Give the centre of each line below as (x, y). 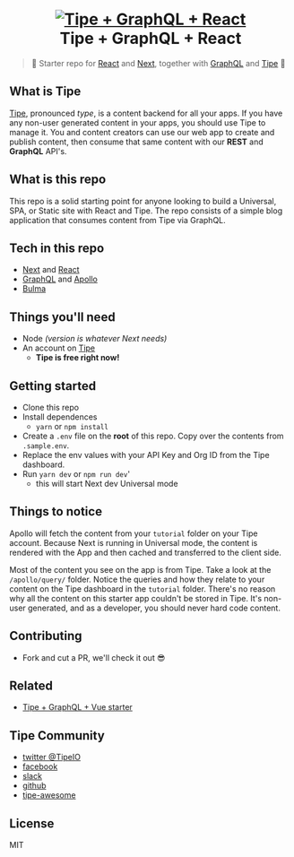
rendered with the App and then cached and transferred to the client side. (146, 552)
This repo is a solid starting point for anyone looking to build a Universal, (143, 201)
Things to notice (56, 511)
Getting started (53, 386)
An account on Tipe (59, 348)
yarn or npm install (72, 426)
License (32, 823)
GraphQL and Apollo (60, 279)
